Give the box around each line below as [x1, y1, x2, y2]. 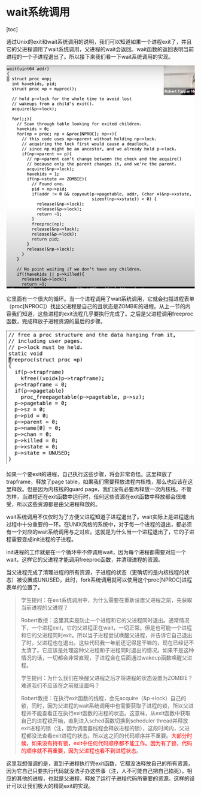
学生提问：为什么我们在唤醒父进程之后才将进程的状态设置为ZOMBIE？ [20, 674, 193, 682]
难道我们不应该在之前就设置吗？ [20, 682, 100, 689]
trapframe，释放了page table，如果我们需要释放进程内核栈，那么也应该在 [6, 478, 188, 486]
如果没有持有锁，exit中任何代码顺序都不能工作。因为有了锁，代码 [31, 740, 193, 747]
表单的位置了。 [6, 584, 43, 591]
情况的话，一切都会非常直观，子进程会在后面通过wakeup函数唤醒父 [20, 654, 187, 661]
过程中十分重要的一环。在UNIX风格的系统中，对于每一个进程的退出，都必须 [6, 521, 193, 528]
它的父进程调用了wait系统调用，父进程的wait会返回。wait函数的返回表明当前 [6, 46, 194, 53]
